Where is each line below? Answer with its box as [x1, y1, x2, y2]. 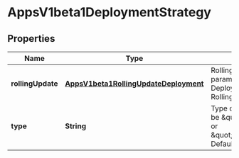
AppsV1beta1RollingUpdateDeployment [65, 79, 204, 89]
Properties [7, 33, 55, 45]
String [65, 121, 87, 131]
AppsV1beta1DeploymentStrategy [7, 4, 212, 21]
